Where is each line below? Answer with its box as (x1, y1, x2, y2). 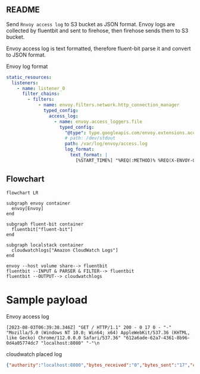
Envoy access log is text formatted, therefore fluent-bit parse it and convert (6, 45, 192, 52)
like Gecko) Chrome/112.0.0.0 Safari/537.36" (6, 335, 121, 341)
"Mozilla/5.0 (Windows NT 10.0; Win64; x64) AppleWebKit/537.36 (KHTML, (6, 329, 190, 336)
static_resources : (6, 74, 52, 80)
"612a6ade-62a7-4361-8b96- (123, 335, 190, 341)
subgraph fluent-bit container (6, 221, 84, 227)
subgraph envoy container (6, 200, 70, 206)
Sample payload (6, 293, 88, 307)
